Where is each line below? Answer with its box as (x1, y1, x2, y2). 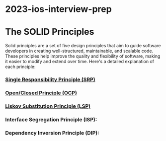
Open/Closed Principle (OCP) (5, 89, 77, 96)
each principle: (5, 64, 36, 70)
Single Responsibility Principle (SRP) (5, 76, 95, 83)
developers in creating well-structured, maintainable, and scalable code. (5, 48, 154, 54)
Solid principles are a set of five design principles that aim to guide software (5, 43, 161, 49)
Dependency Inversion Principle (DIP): (5, 129, 99, 136)
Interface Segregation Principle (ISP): (5, 116, 97, 123)
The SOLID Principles (5, 26, 94, 38)
